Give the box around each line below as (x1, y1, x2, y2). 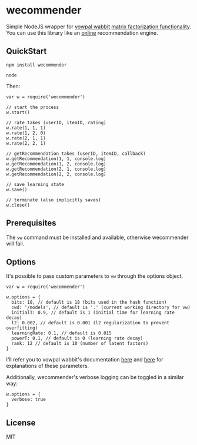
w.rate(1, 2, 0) (6, 130, 46, 136)
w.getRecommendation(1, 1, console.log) (6, 155, 107, 162)
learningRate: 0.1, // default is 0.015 (11, 330, 112, 336)
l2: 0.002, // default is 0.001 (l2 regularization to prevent (11, 320, 169, 326)
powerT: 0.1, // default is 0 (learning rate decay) (11, 336, 143, 341)
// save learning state (6, 181, 65, 187)
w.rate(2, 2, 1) (6, 140, 46, 146)
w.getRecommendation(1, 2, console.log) (6, 161, 107, 167)
